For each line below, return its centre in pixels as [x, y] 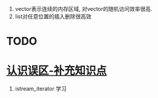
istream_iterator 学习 [41, 89]
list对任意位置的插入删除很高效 [53, 16]
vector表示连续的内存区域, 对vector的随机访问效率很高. [84, 9]
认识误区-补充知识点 [57, 71]
